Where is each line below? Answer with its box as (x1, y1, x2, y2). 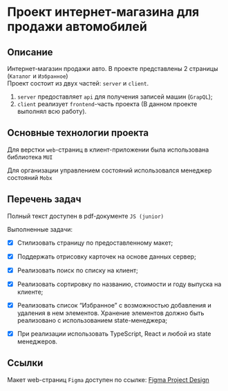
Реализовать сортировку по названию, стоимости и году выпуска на (17, 280, 222, 288)
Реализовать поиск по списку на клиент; (17, 266, 138, 274)
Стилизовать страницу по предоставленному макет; (17, 239, 173, 247)
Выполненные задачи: (7, 225, 73, 233)
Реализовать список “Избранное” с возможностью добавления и (17, 301, 212, 309)
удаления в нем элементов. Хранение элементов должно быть (17, 308, 205, 317)
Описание (7, 46, 53, 58)
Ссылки (7, 357, 44, 369)
